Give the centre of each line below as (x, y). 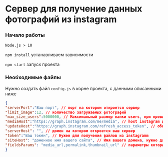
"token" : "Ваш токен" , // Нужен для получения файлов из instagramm (77, 135)
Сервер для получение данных (74, 9)
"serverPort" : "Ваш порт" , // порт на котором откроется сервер (72, 108)
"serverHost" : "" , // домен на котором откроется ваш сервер (70, 131)
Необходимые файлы (33, 77)
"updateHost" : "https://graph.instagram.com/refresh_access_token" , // (80, 126)
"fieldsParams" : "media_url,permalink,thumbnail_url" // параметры (77, 145)
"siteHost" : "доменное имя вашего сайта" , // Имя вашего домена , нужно (81, 140)
